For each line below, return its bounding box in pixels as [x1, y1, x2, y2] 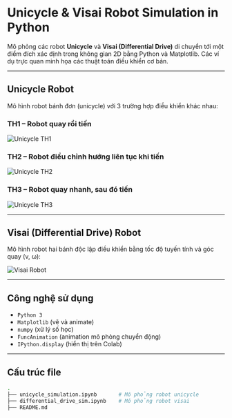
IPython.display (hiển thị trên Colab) [17, 340, 122, 348]
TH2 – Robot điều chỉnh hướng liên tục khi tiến [7, 152, 164, 161]
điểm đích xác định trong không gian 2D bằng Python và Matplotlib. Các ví [7, 50, 220, 58]
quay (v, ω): [7, 252, 41, 261]
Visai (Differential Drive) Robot [7, 227, 142, 239]
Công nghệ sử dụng [7, 292, 94, 304]
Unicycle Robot [7, 83, 75, 95]
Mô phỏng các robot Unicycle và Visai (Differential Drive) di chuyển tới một [7, 42, 224, 50]
